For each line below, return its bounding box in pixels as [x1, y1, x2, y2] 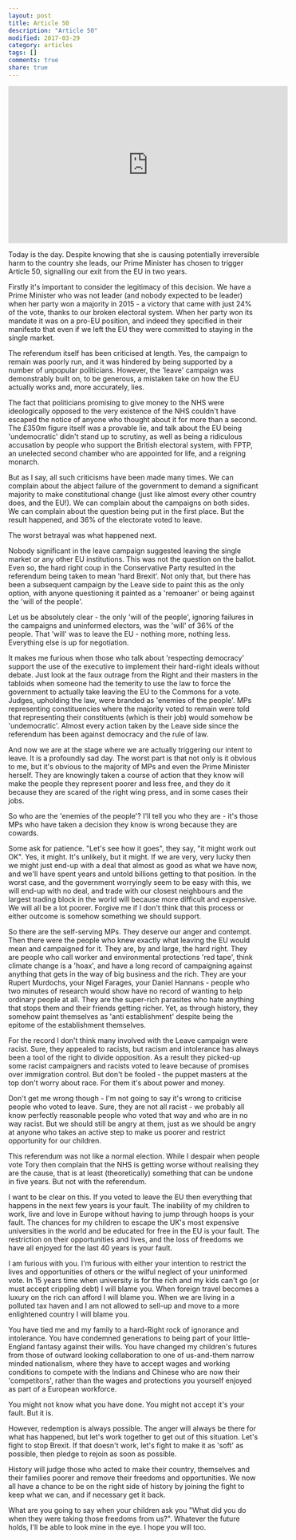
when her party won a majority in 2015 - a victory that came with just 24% [8, 298, 252, 308]
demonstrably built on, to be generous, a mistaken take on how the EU [8, 373, 239, 383]
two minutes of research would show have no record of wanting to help [8, 986, 243, 996]
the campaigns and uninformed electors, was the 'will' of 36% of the [8, 620, 234, 630]
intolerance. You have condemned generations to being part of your [8, 1333, 231, 1343]
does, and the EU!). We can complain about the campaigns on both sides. [8, 498, 250, 507]
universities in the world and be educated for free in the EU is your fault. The [8, 1226, 260, 1235]
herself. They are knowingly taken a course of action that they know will [8, 770, 245, 780]
